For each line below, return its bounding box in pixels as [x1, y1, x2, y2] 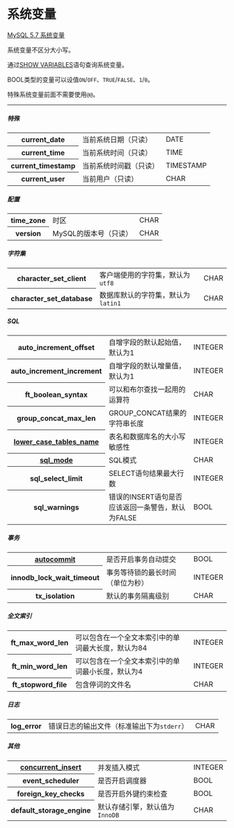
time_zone [10, 215, 47, 225]
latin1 [99, 299, 121, 307]
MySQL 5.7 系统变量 [7, 31, 65, 39]
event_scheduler [22, 776, 79, 785]
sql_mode [39, 455, 73, 465]
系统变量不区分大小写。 [7, 45, 75, 54]
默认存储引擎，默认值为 [97, 801, 175, 811]
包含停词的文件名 [75, 679, 132, 689]
